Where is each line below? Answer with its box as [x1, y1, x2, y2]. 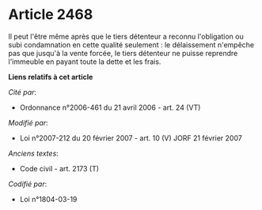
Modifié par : [8, 118, 49, 127]
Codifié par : [8, 179, 47, 189]
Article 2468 [8, 6, 93, 24]
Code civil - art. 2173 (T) [19, 163, 100, 173]
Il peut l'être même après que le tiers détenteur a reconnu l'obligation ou [8, 32, 244, 41]
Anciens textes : [8, 148, 59, 158]
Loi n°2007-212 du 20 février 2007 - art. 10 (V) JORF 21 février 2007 [19, 133, 243, 143]
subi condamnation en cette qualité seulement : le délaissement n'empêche [8, 39, 255, 49]
